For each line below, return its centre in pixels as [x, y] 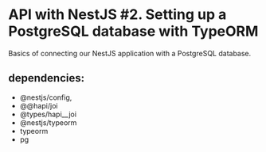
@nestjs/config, [46, 97]
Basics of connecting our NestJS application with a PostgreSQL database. [130, 53]
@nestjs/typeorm [48, 122]
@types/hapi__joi [48, 114]
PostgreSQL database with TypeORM [133, 31]
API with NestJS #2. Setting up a [117, 15]
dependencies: [47, 78]
